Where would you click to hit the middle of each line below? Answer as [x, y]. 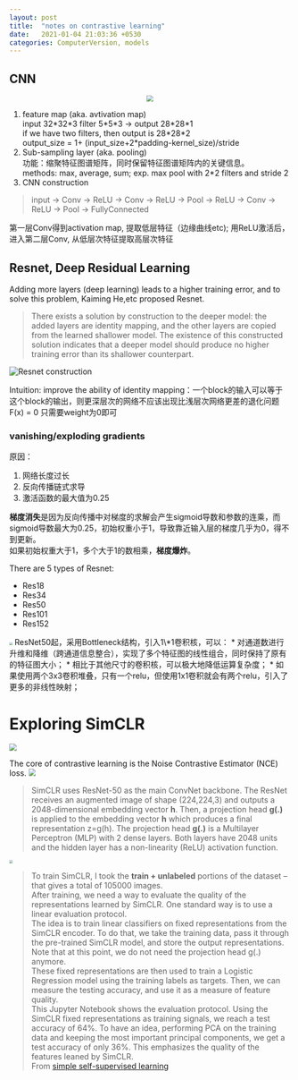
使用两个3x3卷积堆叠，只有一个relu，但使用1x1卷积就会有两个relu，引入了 [152, 676]
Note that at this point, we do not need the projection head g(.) [146, 952]
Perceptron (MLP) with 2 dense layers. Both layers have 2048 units [154, 838]
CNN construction [55, 183]
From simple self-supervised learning [100, 1067]
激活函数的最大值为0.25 [66, 498]
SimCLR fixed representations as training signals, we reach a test [150, 1019]
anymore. [49, 962]
